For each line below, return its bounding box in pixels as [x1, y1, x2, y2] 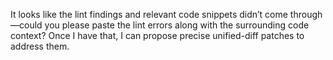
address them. [10, 40, 70, 52]
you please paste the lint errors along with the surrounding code [44, 19, 310, 31]
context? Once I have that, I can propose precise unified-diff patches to [10, 30, 305, 41]
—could [10, 19, 43, 31]
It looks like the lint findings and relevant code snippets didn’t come [10, 9, 288, 20]
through [289, 9, 323, 20]
